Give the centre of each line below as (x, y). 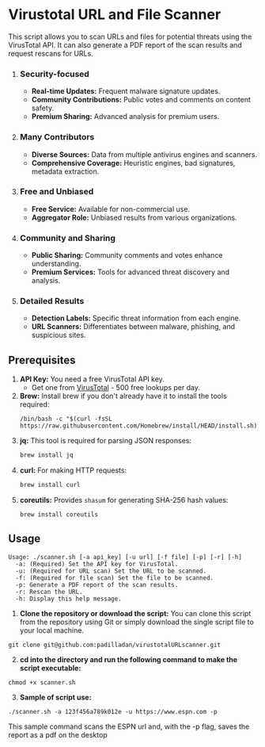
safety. (42, 108)
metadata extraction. (65, 171)
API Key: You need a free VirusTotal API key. (92, 379)
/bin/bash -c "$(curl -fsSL (66, 419)
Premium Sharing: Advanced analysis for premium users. (125, 117)
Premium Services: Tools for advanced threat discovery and (131, 272)
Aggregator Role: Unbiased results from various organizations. (134, 217)
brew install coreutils (59, 514)
